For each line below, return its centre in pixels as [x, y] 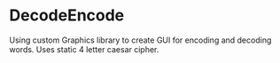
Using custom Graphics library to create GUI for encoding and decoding [140, 40]
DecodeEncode [67, 16]
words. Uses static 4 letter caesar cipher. [84, 49]
